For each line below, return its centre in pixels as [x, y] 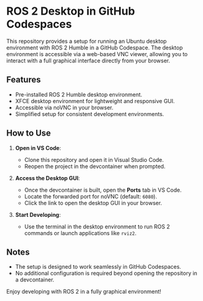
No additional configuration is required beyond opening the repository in [106, 274]
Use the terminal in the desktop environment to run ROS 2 [97, 227]
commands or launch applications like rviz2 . [80, 233]
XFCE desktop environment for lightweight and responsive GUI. [95, 101]
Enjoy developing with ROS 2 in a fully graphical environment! [84, 292]
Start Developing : [38, 214]
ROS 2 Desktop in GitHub [71, 11]
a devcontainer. [35, 280]
